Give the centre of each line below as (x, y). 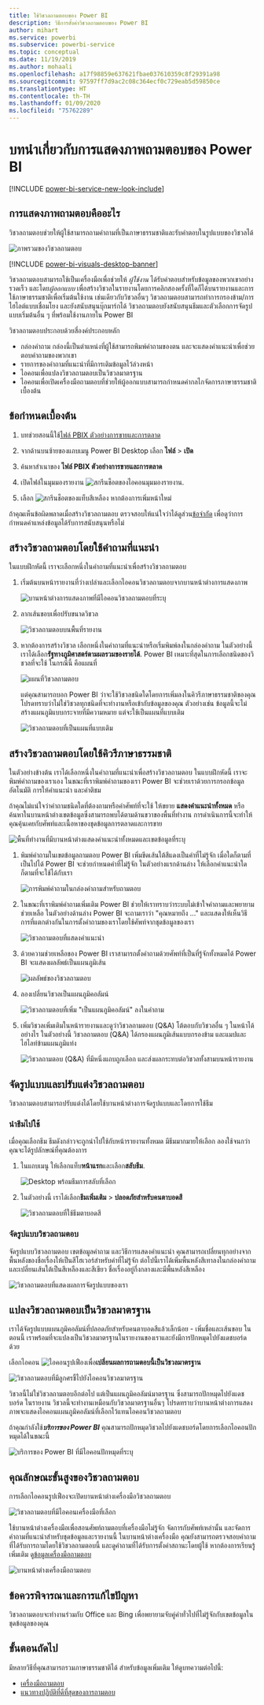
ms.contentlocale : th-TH (49, 96)
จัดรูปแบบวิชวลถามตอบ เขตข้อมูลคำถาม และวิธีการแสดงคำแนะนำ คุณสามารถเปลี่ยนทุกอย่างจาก (130, 1251)
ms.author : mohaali (41, 67)
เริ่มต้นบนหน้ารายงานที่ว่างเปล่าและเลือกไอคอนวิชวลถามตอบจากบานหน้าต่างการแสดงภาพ (134, 582)
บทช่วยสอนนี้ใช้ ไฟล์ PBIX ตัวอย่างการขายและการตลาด (90, 435)
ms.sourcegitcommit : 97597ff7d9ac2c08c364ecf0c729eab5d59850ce (115, 81)
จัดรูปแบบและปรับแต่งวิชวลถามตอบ (77, 1084)
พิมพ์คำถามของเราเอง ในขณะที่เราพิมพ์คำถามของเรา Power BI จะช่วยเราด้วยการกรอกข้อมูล (126, 782)
